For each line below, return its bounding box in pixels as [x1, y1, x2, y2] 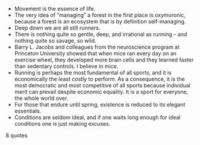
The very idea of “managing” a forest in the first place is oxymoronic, [14, 11, 186, 19]
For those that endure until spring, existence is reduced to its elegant [14, 101, 186, 108]
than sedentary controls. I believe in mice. [14, 63, 119, 70]
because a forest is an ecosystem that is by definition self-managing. [14, 18, 186, 25]
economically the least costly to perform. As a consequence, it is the [14, 75, 185, 82]
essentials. [14, 108, 42, 114]
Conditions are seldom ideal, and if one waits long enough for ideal [14, 114, 181, 121]
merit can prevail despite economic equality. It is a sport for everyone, [14, 88, 189, 95]
